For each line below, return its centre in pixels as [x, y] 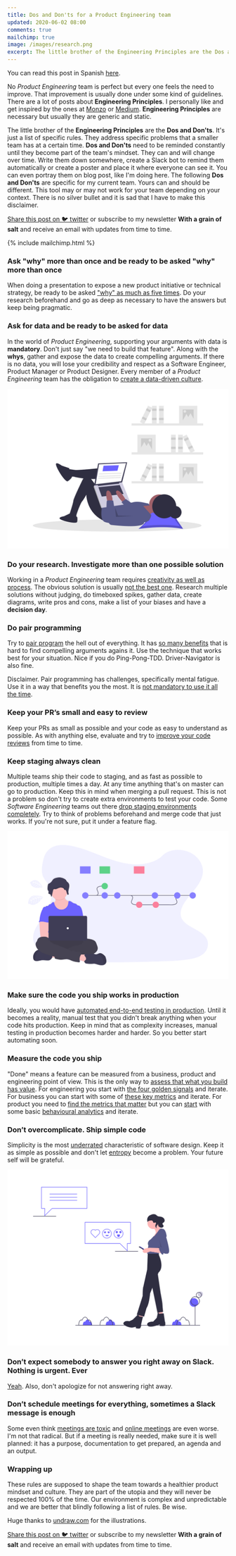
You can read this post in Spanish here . [64, 73]
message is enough [41, 1413]
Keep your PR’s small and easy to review [78, 713]
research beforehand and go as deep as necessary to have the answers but [117, 300]
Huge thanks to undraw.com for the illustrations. [77, 1521]
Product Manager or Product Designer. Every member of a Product [104, 371]
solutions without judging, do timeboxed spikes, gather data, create [105, 595]
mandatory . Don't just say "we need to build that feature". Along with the [113, 349]
